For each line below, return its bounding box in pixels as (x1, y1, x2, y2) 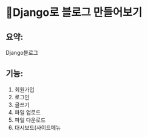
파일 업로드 (14, 108, 41, 116)
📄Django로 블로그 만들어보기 (5, 5, 143, 19)
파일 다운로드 (14, 116, 46, 124)
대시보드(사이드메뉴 (14, 124, 61, 131)
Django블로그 (5, 49, 39, 56)
